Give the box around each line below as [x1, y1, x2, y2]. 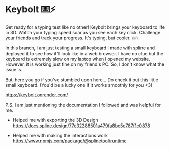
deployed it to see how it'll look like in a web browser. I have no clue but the [5, 50, 164, 56]
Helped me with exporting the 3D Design [12, 117, 98, 123]
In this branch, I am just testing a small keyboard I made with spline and [5, 45, 155, 51]
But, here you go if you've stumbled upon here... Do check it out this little [5, 77, 159, 83]
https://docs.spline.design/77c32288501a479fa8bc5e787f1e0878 [12, 122, 150, 129]
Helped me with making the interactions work [12, 132, 108, 138]
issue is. [5, 66, 23, 72]
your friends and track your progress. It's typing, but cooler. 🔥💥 [5, 35, 139, 41]
